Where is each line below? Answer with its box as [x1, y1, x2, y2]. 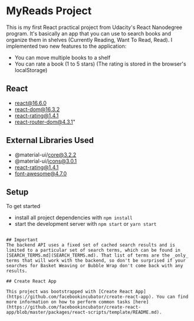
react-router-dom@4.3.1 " [14, 118, 75, 125]
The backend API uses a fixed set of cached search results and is [6, 242, 176, 248]
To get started [6, 203, 41, 210]
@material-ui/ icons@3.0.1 [14, 157, 77, 164]
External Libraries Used [6, 135, 94, 145]
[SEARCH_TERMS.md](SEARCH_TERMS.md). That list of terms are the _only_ [6, 252, 189, 258]
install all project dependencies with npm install [14, 214, 133, 221]
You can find [156, 294, 189, 300]
